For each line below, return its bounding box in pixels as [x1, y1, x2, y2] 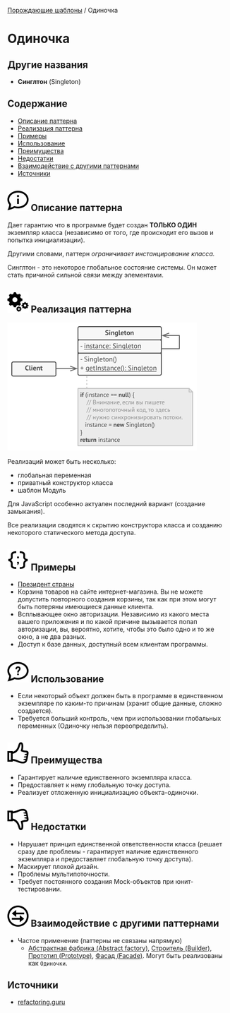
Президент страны [17, 580, 75, 589]
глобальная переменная [17, 471, 92, 479]
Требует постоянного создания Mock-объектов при [17, 877, 174, 885]
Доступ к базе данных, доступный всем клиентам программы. [17, 640, 208, 649]
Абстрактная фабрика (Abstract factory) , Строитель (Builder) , [28, 944, 212, 952]
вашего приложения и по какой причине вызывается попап [17, 618, 198, 626]
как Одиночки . [28, 959, 68, 967]
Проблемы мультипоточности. [17, 870, 111, 878]
